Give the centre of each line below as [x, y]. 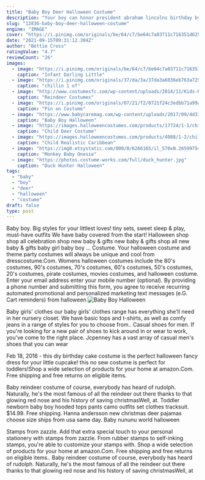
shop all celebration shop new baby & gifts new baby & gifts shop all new [98, 242]
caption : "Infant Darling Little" [61, 75]
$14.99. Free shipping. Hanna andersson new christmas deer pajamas [94, 413]
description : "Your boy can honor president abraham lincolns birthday [99, 18]
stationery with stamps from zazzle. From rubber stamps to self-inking [95, 438]
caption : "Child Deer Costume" [57, 131]
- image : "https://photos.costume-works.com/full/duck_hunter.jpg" [99, 160]
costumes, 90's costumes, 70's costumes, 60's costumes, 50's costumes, [100, 267]
